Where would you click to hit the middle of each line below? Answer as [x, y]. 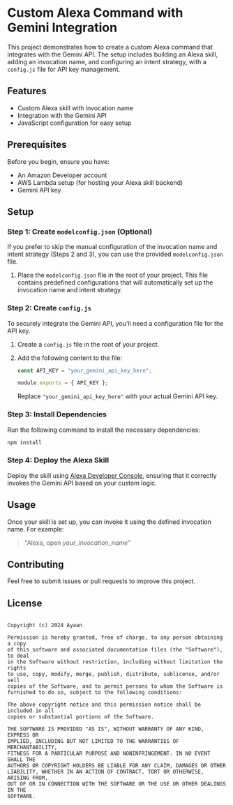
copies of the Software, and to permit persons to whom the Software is [115, 686]
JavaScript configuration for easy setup [74, 123]
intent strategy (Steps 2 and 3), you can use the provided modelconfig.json [115, 254]
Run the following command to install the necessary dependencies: [104, 430]
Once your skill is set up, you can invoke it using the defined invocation [109, 522]
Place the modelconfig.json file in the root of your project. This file [112, 275]
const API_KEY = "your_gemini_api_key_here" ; [84, 370]
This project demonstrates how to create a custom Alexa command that [110, 47]
